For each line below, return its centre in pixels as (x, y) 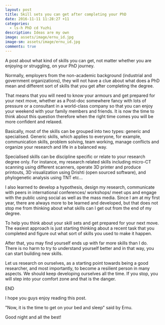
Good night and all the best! (33, 317)
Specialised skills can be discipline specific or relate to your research (75, 157)
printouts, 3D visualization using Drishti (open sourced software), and (76, 172)
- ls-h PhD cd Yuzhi (31, 28)
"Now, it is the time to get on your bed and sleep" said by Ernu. (69, 307)
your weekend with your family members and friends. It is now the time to (80, 111)
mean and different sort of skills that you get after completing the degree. (80, 86)
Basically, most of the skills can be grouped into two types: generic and (78, 131)
